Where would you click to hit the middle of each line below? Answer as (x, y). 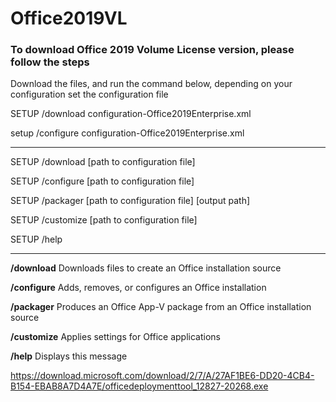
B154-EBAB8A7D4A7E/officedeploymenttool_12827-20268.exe (139, 386)
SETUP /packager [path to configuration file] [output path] (130, 201)
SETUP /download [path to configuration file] (103, 162)
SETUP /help (36, 239)
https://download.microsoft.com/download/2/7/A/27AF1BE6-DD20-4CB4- (162, 376)
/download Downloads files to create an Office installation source (146, 268)
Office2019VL (69, 18)
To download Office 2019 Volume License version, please (152, 50)
